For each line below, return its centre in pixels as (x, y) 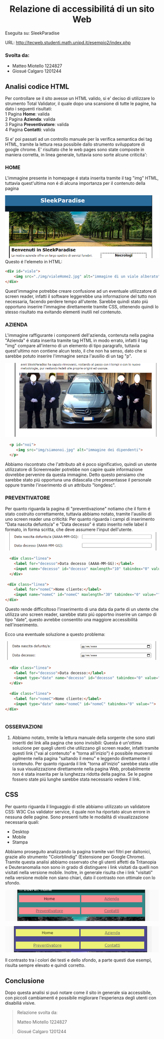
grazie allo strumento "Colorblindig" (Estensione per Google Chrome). (75, 857)
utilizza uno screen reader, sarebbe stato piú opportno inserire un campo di (81, 614)
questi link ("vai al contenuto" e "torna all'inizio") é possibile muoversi (82, 753)
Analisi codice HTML (37, 87)
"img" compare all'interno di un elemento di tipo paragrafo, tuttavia (72, 346)
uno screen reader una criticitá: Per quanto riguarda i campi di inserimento (80, 519)
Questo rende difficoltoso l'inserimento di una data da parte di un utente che (82, 609)
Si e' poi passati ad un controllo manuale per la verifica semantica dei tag (79, 139)
